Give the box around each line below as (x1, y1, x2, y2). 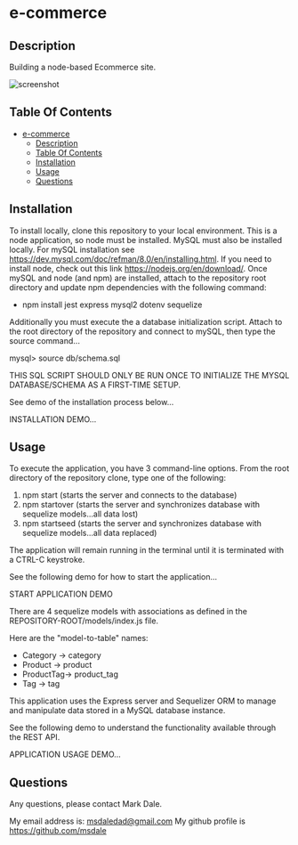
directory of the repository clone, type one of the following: (9, 473, 227, 483)
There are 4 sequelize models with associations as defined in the (9, 606, 247, 617)
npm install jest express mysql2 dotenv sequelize (21, 299, 203, 310)
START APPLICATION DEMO (9, 589, 113, 599)
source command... (9, 335, 80, 345)
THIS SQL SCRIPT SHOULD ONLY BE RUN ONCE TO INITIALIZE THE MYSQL (9, 370, 290, 380)
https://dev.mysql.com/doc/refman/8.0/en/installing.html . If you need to (9, 253, 272, 264)
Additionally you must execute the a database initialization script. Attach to (9, 316, 283, 327)
